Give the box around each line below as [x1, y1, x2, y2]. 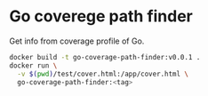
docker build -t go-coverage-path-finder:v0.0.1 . [9, 52, 201, 61]
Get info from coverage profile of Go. [9, 36, 145, 46]
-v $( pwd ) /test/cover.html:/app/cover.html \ [17, 69, 189, 78]
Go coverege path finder [9, 6, 194, 27]
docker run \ [9, 60, 58, 70]
